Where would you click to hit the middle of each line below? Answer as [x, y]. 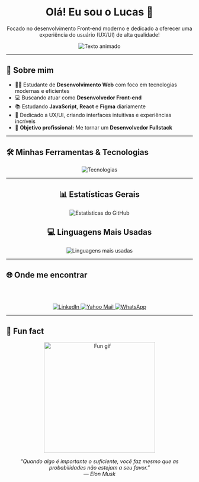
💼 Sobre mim [30, 70]
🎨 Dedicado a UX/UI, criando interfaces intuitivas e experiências [93, 115]
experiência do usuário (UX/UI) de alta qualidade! [99, 34]
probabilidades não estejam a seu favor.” [99, 467]
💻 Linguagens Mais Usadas [99, 232]
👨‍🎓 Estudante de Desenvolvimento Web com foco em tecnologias [96, 85]
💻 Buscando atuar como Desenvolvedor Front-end [78, 98]
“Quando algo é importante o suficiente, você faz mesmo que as [99, 461]
